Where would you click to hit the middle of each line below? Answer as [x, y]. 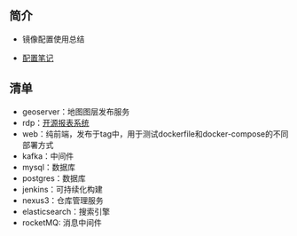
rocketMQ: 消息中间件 [62, 222]
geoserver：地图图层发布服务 [76, 111]
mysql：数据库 [49, 167]
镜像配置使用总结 [53, 39]
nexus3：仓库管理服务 [63, 200]
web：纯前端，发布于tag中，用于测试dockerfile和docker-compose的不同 [155, 134]
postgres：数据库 [54, 178]
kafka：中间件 [48, 156]
